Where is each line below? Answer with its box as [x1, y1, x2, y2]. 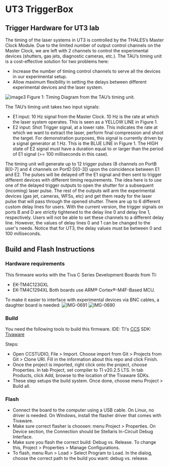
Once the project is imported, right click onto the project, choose [12, 362, 147, 368]
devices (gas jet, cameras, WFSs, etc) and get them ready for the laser [5, 193, 152, 199]
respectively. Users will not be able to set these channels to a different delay [5, 214, 164, 220]
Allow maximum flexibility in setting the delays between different [12, 79, 147, 85]
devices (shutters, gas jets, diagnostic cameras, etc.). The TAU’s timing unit [5, 53, 162, 59]
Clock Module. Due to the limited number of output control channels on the [5, 42, 161, 48]
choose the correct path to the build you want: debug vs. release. [12, 455, 149, 461]
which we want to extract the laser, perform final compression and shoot [12, 130, 164, 136]
